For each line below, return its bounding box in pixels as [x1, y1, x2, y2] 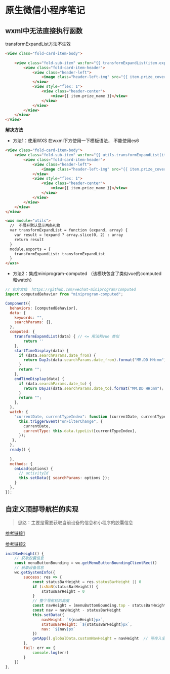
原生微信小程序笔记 [5, 5, 86, 16]
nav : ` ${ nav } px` [41, 626, 76, 632]
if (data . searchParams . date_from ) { [18, 353, 96, 358]
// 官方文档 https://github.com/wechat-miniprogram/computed [5, 287, 136, 292]
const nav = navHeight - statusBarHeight [32, 608, 121, 613]
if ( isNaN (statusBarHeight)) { [32, 584, 99, 589]
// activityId [18, 470, 49, 476]
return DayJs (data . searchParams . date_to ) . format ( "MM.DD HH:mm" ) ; [23, 386, 164, 391]
